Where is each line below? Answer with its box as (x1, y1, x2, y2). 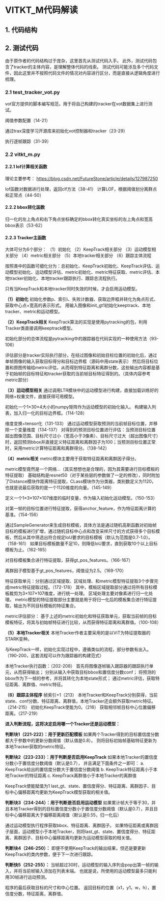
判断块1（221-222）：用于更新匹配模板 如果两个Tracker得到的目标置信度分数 (5, 732, 160, 738)
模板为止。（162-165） (5, 547, 50, 553)
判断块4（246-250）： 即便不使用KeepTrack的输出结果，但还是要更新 (5, 845, 146, 851)
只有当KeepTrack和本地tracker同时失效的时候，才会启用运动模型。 (5, 286, 140, 292)
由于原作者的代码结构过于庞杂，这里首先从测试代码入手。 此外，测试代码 (5, 58, 153, 64)
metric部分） (5, 377, 31, 383)
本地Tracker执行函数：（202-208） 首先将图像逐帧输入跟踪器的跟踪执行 (5, 663, 150, 669)
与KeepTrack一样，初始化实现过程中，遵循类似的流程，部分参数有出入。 (5, 646, 151, 652)
